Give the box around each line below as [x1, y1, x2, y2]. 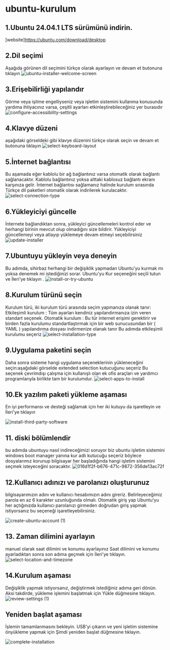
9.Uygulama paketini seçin [5, 346, 91, 354]
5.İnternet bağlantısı [5, 157, 71, 166]
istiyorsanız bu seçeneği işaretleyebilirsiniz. [5, 507, 96, 513]
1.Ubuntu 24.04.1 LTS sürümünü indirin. [5, 23, 133, 32]
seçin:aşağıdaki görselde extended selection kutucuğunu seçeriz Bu [5, 365, 148, 371]
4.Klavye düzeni [5, 124, 58, 133]
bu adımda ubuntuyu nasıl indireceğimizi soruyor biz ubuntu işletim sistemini [5, 447, 165, 453]
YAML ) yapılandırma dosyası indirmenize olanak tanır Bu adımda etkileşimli [5, 326, 163, 332]
